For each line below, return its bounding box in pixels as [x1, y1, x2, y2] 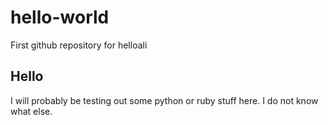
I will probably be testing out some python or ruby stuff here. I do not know [10, 94, 319, 106]
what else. [10, 105, 53, 117]
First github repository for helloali [10, 39, 148, 51]
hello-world [10, 6, 110, 29]
